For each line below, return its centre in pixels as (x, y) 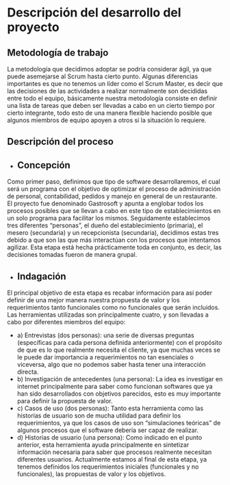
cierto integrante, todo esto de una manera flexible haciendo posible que (110, 113)
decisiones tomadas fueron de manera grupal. (72, 255)
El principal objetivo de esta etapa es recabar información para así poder (110, 293)
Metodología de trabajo (58, 53)
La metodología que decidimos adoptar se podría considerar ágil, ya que (110, 69)
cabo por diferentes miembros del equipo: (66, 322)
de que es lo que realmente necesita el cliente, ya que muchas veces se (118, 350)
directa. (28, 372)
